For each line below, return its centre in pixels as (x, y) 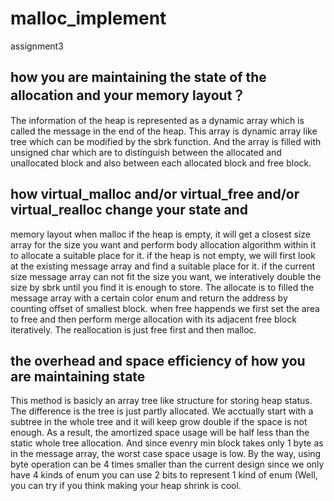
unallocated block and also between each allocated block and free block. (161, 163)
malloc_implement (88, 18)
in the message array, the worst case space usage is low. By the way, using (166, 454)
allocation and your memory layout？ (128, 95)
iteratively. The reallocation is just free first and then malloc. (133, 329)
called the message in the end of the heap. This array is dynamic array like (164, 131)
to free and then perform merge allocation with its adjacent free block (153, 319)
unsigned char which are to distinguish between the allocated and (146, 152)
